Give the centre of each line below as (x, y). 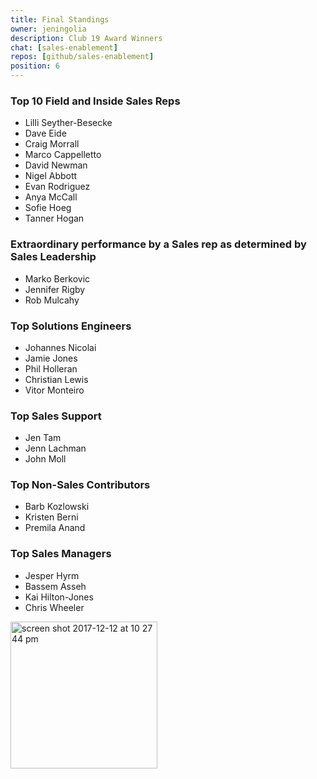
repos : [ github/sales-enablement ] (82, 57)
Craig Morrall (52, 144)
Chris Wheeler (54, 607)
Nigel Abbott (51, 176)
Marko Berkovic (57, 278)
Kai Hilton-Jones (59, 597)
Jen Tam (43, 438)
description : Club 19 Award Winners (86, 38)
